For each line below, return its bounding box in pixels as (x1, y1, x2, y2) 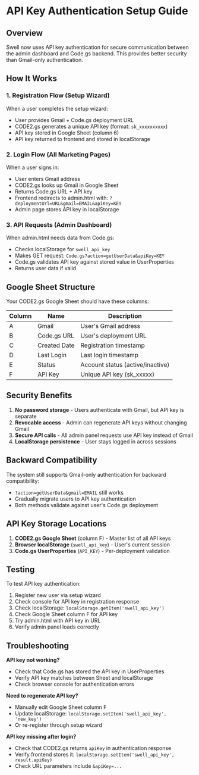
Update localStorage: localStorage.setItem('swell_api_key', (14, 710, 167, 717)
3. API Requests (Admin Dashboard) (6, 220, 112, 229)
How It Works (6, 73, 58, 84)
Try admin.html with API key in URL (14, 617, 101, 624)
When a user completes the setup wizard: (6, 105, 108, 112)
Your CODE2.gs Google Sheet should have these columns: (6, 298, 150, 305)
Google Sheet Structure (6, 282, 96, 292)
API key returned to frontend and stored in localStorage (14, 135, 150, 142)
